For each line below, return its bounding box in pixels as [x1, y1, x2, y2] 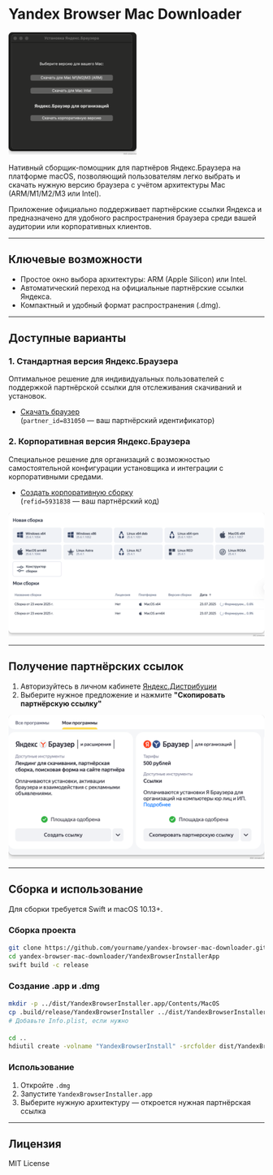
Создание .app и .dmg [8, 980, 100, 991]
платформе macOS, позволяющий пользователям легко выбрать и [8, 171, 240, 181]
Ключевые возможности [8, 253, 143, 266]
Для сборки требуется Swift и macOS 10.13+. [8, 904, 163, 914]
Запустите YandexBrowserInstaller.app [19, 1089, 153, 1099]
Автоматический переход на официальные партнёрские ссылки [19, 283, 245, 292]
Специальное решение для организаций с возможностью [8, 454, 210, 464]
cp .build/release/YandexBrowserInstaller [8, 1008, 154, 1016]
